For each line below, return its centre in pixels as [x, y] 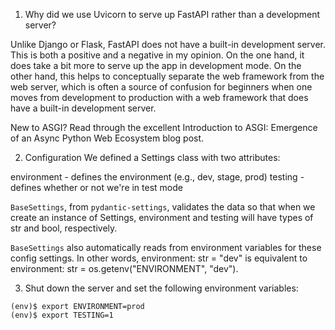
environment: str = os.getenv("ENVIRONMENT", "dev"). [124, 268]
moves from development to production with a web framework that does [159, 97]
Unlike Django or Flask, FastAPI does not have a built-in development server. [168, 44]
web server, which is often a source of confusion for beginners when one [161, 87]
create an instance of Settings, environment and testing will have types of [162, 217]
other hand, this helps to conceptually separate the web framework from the [167, 76]
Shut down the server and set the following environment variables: [161, 288]
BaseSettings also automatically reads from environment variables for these [166, 247]
